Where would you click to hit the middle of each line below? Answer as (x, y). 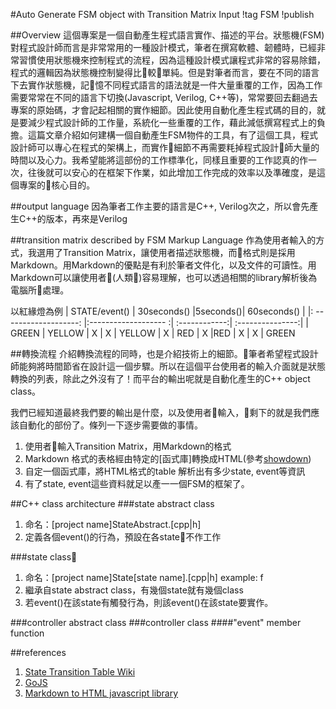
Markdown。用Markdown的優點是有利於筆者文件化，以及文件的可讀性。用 (163, 265)
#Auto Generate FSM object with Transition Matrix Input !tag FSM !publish (162, 14)
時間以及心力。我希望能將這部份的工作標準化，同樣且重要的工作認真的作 (159, 160)
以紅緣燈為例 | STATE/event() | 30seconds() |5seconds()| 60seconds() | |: (162, 311)
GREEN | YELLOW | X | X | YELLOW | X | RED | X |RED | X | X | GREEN (153, 333)
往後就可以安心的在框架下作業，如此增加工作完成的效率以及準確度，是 (172, 172)
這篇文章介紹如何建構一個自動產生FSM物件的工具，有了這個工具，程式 (172, 135)
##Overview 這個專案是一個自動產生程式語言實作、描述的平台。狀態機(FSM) (167, 35)
